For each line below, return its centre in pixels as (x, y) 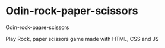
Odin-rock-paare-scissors (37, 27)
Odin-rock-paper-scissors (72, 11)
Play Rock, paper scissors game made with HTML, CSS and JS (82, 39)
